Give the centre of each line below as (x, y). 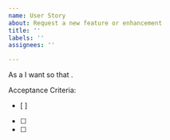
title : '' (25, 30)
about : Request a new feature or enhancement (85, 23)
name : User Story (37, 16)
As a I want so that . (41, 75)
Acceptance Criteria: (42, 90)
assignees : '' (32, 45)
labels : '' (26, 38)
